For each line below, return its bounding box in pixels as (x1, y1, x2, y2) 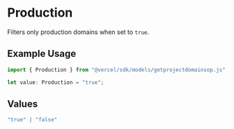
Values (7, 98, 38, 110)
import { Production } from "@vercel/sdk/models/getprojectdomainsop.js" (7, 66, 226, 74)
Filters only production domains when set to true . (7, 28, 150, 36)
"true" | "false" (7, 117, 58, 123)
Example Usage (7, 48, 77, 60)
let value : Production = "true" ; (7, 78, 104, 86)
